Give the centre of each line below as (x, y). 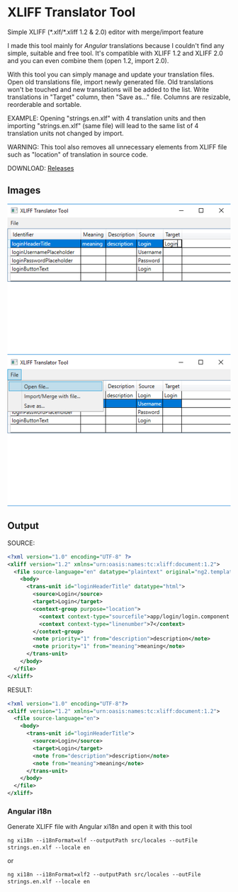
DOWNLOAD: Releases (41, 168)
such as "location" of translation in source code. (78, 154)
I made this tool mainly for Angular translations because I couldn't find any (116, 45)
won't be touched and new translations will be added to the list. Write (108, 89)
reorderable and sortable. (45, 104)
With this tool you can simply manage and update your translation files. (111, 74)
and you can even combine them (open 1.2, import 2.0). (88, 60)
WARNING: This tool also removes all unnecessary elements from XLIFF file (117, 147)
